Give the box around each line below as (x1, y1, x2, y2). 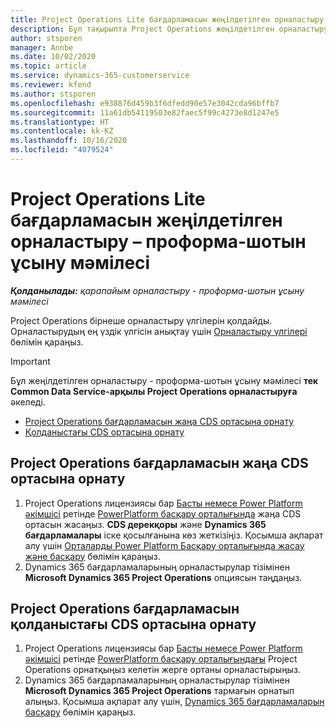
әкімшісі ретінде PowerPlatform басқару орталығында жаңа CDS (24, 507, 302, 520)
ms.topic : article (10, 61, 87, 71)
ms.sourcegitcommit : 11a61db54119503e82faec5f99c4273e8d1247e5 (10, 107, 280, 118)
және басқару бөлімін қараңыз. (24, 550, 161, 562)
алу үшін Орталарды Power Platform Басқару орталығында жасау (24, 539, 305, 551)
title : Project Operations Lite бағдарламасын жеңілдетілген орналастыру (10, 14, 325, 25)
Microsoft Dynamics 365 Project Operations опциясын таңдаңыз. (24, 571, 303, 583)
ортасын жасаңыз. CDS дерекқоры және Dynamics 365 (24, 518, 267, 530)
